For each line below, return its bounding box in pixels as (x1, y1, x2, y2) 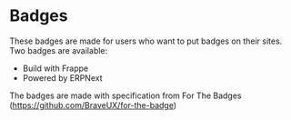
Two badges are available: (9, 45, 108, 55)
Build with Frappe (22, 63, 89, 74)
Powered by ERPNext (22, 72, 103, 83)
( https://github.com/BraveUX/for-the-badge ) (9, 99, 177, 110)
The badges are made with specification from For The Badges (9, 90, 243, 101)
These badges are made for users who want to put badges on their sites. (9, 35, 283, 46)
